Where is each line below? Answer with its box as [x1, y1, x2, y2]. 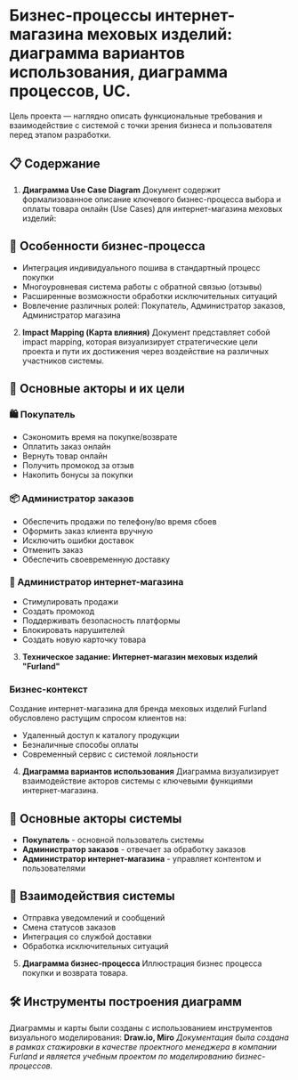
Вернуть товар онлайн [21, 451, 109, 461]
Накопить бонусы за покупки [21, 469, 133, 481]
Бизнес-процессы [9, 5, 152, 26]
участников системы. [21, 355, 105, 366]
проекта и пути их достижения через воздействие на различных [21, 345, 270, 356]
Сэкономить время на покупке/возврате [21, 432, 178, 443]
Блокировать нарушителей [21, 624, 125, 635]
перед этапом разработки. [9, 129, 111, 140]
